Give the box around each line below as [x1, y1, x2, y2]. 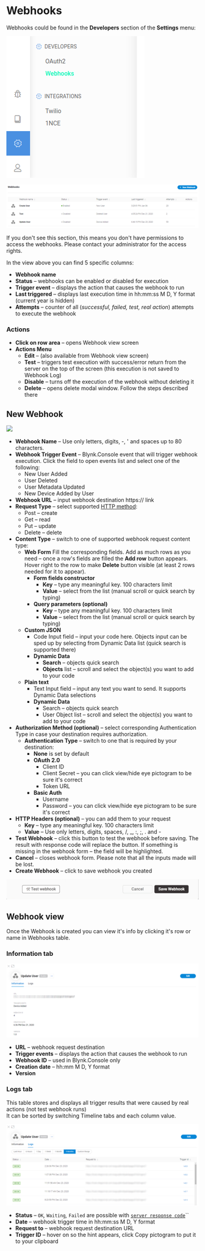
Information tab [6, 949, 54, 958]
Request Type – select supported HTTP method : [15, 503, 138, 510]
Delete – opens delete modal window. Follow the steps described [24, 385, 189, 392]
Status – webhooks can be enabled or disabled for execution [15, 277, 169, 285]
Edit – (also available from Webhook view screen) [24, 352, 149, 359]
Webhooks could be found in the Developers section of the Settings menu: [6, 24, 196, 31]
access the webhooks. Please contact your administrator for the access [6, 241, 187, 248]
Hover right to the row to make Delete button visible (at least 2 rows [24, 562, 195, 569]
